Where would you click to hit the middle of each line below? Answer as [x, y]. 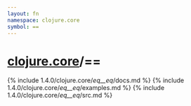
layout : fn [23, 14]
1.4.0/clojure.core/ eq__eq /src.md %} [60, 96]
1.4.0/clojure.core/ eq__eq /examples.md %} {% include [86, 88]
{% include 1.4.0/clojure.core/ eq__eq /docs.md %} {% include [96, 80]
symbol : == [23, 26]
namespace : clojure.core [44, 20]
